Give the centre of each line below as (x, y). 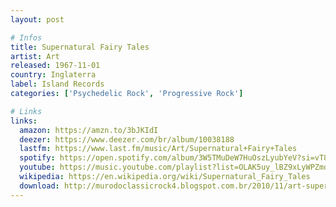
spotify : (37, 158)
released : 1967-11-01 (55, 66)
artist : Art (35, 56)
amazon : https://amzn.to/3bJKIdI (89, 130)
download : (39, 186)
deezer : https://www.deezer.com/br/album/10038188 (127, 139)
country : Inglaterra (53, 75)
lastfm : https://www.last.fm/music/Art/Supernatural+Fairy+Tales (158, 149)
